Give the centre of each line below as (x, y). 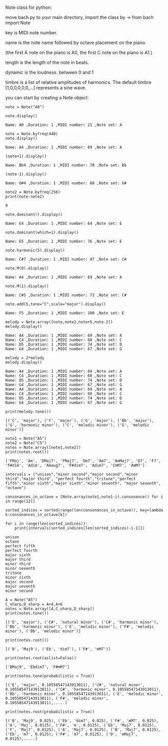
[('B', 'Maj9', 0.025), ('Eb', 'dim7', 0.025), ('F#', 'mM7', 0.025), (82, 721)
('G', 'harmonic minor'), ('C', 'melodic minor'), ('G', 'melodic (77, 425)
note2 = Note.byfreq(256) (33, 192)
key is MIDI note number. (31, 33)
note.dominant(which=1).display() (42, 232)
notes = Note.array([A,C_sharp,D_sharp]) (50, 609)
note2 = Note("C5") (26, 443)
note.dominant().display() (34, 215)
